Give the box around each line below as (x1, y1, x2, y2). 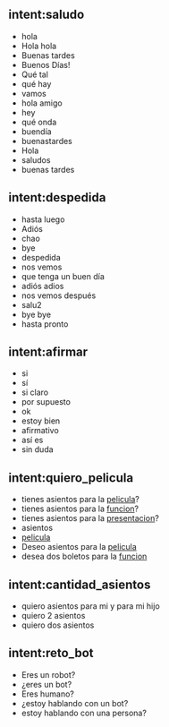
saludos (21, 154, 51, 165)
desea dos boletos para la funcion (21, 551, 148, 562)
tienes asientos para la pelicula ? (21, 494, 139, 505)
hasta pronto (21, 318, 69, 329)
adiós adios (21, 280, 64, 291)
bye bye (21, 309, 51, 320)
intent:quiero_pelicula (8, 470, 134, 485)
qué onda (21, 116, 57, 127)
